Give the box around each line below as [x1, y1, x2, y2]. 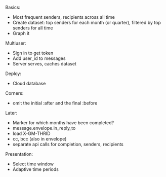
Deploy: [5, 70, 22, 77]
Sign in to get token [12, 50, 54, 56]
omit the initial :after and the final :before [12, 100, 98, 106]
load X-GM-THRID [12, 130, 51, 136]
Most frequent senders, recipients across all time [12, 14, 115, 20]
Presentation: [5, 151, 33, 157]
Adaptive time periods [12, 166, 59, 172]
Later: [5, 110, 18, 116]
